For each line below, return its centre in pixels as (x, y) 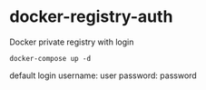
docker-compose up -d (50, 58)
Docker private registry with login (72, 42)
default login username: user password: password (103, 75)
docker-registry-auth (91, 17)
